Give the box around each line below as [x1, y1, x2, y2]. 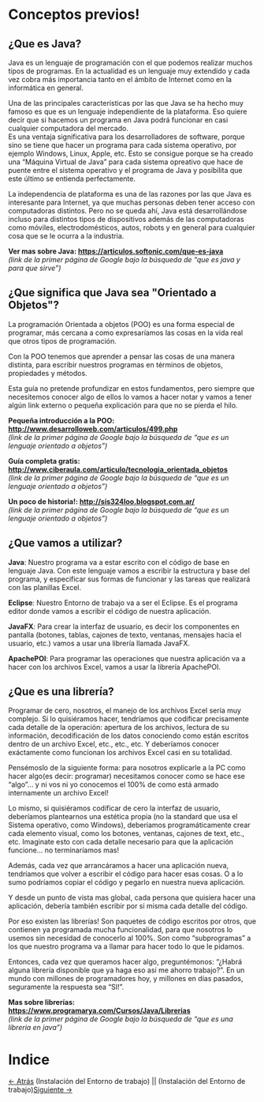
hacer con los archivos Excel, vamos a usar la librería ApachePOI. [8, 662, 221, 671]
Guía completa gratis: [8, 456, 80, 465]
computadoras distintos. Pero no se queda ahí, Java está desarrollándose [8, 206, 247, 215]
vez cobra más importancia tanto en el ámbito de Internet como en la [8, 75, 232, 84]
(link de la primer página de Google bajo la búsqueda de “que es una [8, 1014, 234, 1024]
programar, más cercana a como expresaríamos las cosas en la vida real [8, 328, 244, 337]
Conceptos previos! [8, 6, 140, 24]
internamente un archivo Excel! [8, 788, 109, 798]
